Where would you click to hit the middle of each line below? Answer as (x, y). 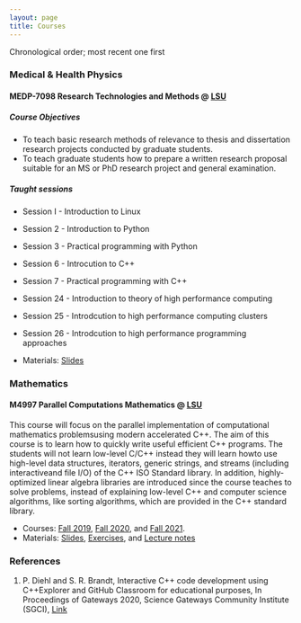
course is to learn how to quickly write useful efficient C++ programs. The (146, 444)
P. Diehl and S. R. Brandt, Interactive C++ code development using (145, 581)
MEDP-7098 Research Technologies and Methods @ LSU (118, 96)
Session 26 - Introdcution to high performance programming (134, 333)
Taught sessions (41, 189)
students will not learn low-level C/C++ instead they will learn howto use (143, 454)
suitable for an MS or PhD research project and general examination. (149, 168)
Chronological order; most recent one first (87, 51)
